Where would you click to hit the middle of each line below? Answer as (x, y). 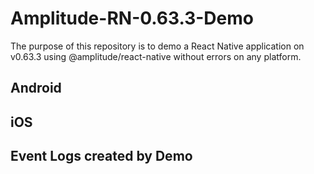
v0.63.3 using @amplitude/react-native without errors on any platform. (156, 56)
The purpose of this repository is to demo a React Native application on (157, 46)
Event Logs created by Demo (101, 156)
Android (36, 88)
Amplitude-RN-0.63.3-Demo (132, 18)
